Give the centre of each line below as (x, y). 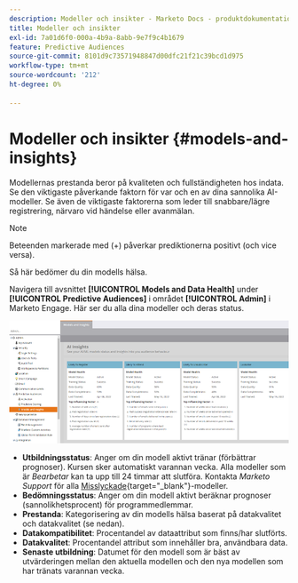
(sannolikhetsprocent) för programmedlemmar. (107, 505)
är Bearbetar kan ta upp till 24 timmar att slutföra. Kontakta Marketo (146, 476)
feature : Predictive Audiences (67, 47)
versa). (22, 254)
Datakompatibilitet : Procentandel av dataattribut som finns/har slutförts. (155, 533)
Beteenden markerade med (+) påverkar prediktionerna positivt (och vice (143, 245)
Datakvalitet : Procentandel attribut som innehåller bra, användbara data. (155, 543)
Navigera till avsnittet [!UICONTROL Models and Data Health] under (134, 289)
